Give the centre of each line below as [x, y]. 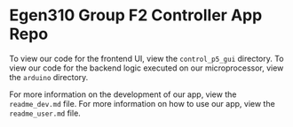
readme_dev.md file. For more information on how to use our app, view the [142, 103]
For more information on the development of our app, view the [123, 94]
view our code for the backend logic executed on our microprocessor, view [146, 68]
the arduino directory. [49, 77]
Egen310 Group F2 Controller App [136, 15]
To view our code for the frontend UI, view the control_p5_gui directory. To [146, 58]
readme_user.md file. [45, 113]
